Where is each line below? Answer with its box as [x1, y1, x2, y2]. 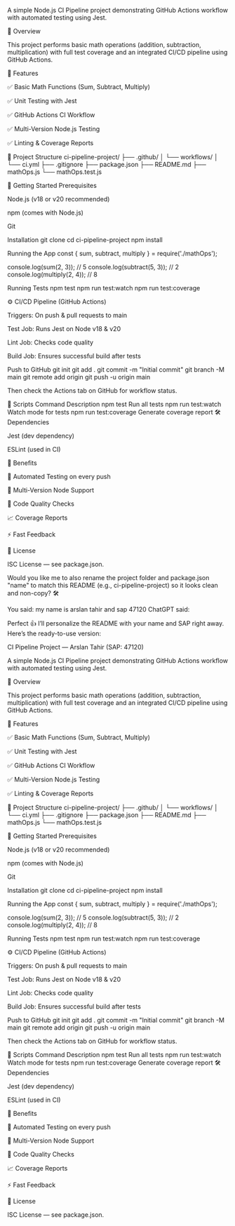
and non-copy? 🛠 [7, 589, 60, 597]
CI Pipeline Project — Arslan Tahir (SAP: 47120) [7, 643, 144, 651]
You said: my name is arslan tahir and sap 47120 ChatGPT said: [7, 605, 190, 613]
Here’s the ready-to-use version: [7, 629, 102, 638]
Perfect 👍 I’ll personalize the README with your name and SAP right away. [7, 619, 224, 627]
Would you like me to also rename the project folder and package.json [7, 574, 210, 581]
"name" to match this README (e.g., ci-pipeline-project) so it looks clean [7, 581, 219, 589]
